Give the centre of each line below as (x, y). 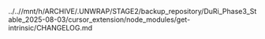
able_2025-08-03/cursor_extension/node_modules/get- (99, 19)
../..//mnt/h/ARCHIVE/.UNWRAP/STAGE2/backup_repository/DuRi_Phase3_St (132, 11)
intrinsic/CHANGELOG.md (50, 28)
